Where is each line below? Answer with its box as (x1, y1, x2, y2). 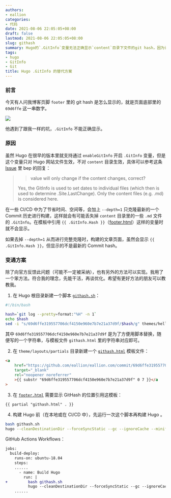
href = (14, 363, 26, 368)
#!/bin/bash (5, 302, 31, 307)
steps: (14, 460, 28, 465)
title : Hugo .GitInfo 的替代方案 (5, 69, 72, 74)
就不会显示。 (5, 225, 32, 231)
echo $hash (5, 316, 28, 322)
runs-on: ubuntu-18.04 (14, 456, 63, 461)
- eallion (5, 12, 26, 17)
